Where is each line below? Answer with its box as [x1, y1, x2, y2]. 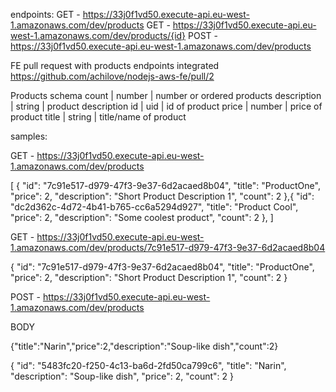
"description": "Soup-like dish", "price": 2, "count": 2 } [10, 370, 234, 382]
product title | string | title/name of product [10, 111, 187, 123]
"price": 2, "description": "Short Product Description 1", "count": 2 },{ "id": [10, 190, 315, 202]
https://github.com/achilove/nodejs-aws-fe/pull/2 [10, 70, 215, 82]
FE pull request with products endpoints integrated [10, 60, 220, 71]
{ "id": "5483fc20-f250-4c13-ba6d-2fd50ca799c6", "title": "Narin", [10, 360, 287, 371]
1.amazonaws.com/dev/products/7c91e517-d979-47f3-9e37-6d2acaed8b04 [10, 242, 326, 253]
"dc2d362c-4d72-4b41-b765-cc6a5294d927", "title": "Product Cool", [10, 201, 299, 213]
